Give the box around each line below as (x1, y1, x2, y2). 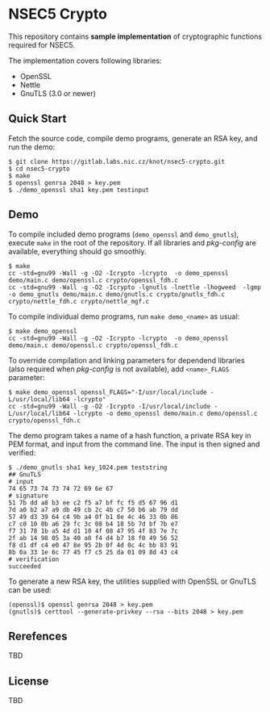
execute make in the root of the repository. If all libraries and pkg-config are (8, 237, 256, 247)
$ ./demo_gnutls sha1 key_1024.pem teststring (8, 463, 168, 471)
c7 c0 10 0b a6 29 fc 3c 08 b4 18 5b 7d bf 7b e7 (8, 520, 179, 528)
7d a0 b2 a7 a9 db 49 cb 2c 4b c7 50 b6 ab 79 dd (8, 505, 179, 513)
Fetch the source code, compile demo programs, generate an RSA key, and (8, 133, 258, 143)
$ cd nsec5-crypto (8, 165, 70, 173)
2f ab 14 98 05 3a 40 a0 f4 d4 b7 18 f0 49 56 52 (8, 534, 179, 542)
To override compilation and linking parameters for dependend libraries (8, 355, 245, 365)
